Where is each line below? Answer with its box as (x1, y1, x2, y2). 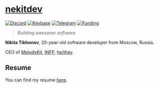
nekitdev (5, 3, 43, 15)
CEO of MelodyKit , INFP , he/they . (5, 49, 74, 55)
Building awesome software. (17, 29, 77, 35)
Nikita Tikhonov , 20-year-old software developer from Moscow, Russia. (5, 39, 154, 45)
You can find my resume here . (5, 76, 68, 83)
